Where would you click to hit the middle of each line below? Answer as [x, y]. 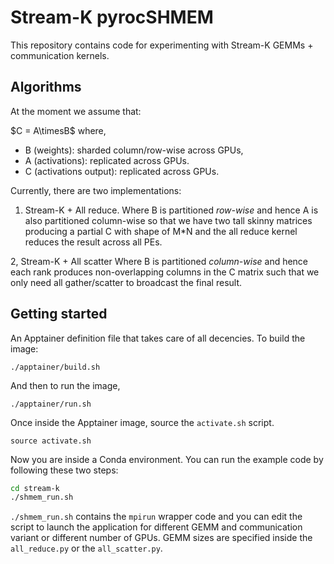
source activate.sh [51, 441]
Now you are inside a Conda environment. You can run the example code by [167, 459]
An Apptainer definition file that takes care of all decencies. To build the [158, 338]
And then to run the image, [65, 385]
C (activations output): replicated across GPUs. [122, 171]
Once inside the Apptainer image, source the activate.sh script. [142, 422]
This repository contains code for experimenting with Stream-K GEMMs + [162, 45]
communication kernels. [60, 55]
